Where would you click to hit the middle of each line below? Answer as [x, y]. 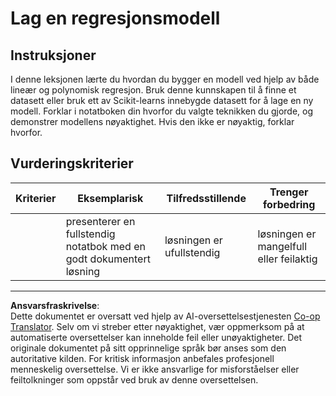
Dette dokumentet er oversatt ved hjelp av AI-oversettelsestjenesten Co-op [165, 316]
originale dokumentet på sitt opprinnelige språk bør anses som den [148, 348]
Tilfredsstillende [206, 198]
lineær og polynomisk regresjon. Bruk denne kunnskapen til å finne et [153, 90]
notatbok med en [105, 246]
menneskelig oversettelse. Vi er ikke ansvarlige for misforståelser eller [155, 369]
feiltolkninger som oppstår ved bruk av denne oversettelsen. [134, 379]
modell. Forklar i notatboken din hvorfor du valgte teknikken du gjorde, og [161, 111]
